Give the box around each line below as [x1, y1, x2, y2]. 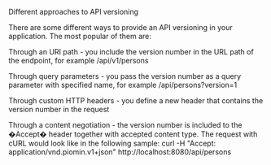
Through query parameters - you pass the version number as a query [8, 72, 242, 80]
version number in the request [8, 105, 110, 114]
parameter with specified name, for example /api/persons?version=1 [8, 80, 238, 89]
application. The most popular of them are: [8, 32, 152, 41]
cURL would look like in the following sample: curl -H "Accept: [8, 138, 216, 148]
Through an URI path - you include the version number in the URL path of [8, 47, 254, 56]
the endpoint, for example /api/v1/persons [8, 56, 149, 65]
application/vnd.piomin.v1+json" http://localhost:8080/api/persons [8, 147, 232, 157]
